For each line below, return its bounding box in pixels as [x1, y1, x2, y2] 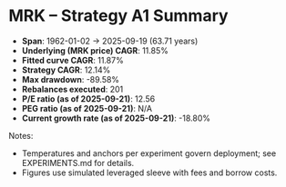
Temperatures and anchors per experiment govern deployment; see [21, 147, 277, 159]
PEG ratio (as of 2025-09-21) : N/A [21, 103, 152, 113]
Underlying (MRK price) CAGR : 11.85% [21, 44, 169, 55]
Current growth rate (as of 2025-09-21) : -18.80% [21, 113, 211, 123]
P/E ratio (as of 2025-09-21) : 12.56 [21, 93, 156, 104]
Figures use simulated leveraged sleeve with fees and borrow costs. [21, 167, 278, 178]
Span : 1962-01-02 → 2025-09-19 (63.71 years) [21, 35, 199, 46]
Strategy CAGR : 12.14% [21, 64, 111, 75]
